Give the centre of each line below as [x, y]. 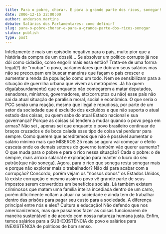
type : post [16, 38]
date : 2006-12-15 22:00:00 [33, 14]
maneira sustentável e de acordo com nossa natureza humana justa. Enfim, [82, 216]
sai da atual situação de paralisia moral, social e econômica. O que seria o [81, 99]
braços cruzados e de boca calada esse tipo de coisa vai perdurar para [79, 131]
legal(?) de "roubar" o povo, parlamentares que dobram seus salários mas [81, 67]
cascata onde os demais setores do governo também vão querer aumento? [82, 147]
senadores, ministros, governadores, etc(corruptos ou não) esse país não [81, 94]
